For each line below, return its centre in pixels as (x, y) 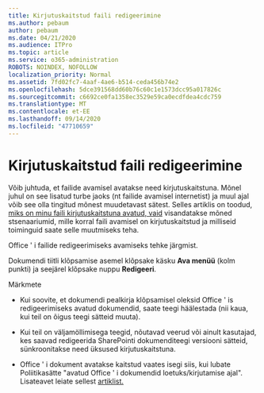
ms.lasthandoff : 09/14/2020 (55, 119)
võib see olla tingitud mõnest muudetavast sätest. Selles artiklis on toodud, (130, 204)
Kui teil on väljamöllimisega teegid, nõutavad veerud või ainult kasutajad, (138, 332)
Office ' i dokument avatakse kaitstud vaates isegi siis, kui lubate (125, 364)
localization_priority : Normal (60, 75)
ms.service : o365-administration (63, 60)
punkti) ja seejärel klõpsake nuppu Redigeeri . (82, 269)
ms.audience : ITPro (40, 45)
